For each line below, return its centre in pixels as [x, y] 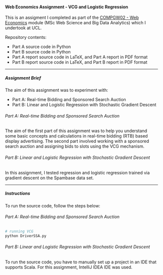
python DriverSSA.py [26, 236]
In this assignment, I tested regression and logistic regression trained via [77, 172]
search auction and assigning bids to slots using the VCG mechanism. [75, 146]
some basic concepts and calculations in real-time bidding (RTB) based [76, 136]
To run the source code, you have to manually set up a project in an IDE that [81, 262]
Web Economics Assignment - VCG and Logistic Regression [67, 7]
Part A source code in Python [41, 47]
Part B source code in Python [41, 52]
